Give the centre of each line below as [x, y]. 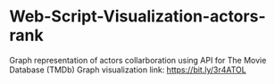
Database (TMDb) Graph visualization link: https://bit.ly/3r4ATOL [128, 70]
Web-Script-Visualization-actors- [137, 17]
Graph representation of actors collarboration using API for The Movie [138, 60]
